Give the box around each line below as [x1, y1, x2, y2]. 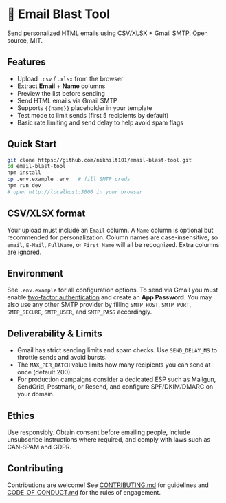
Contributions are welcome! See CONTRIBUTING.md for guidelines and [7, 481, 209, 489]
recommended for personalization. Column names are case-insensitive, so [7, 233, 218, 242]
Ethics [7, 409, 35, 422]
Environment [7, 268, 64, 279]
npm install [7, 169, 41, 176]
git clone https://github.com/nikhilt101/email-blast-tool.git [7, 156, 192, 164]
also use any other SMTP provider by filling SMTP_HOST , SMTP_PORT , [7, 301, 192, 309]
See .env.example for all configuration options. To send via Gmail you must [7, 286, 218, 295]
